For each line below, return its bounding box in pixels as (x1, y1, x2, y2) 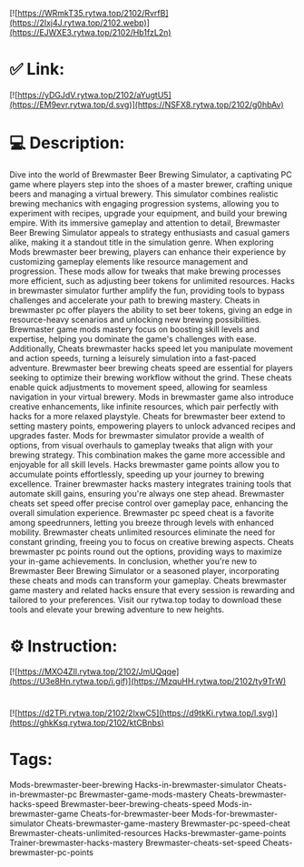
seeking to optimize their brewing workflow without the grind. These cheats (9, 372, 292, 383)
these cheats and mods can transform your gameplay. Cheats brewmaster (9, 575, 288, 586)
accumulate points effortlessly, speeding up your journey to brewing (9, 469, 265, 479)
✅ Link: (9, 59, 65, 80)
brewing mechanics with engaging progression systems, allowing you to (9, 197, 279, 208)
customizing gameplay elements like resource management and (9, 256, 249, 267)
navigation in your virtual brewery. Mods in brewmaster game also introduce (9, 391, 294, 402)
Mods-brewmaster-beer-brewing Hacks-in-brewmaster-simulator (9, 779, 255, 790)
